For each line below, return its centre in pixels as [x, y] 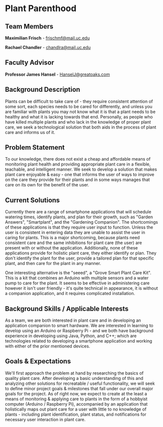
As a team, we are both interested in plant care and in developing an [73, 320]
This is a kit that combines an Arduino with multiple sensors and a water [77, 278]
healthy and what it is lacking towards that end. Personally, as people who [79, 116]
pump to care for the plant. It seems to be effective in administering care [77, 283]
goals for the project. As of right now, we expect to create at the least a [76, 394]
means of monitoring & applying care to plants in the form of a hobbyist [76, 399]
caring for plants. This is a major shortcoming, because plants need [72, 238]
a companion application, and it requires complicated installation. [70, 294]
